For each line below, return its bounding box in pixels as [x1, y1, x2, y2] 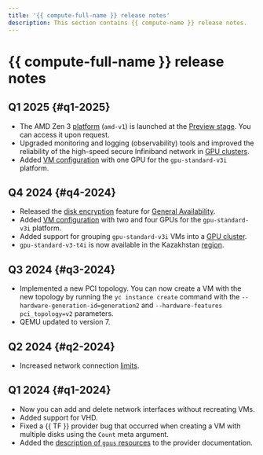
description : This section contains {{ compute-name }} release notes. [8, 19, 247, 27]
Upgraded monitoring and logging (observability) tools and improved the [19, 138, 254, 148]
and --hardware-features [141, 300, 222, 310]
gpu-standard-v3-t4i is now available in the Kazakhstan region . [19, 240, 225, 250]
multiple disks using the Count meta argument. [19, 429, 169, 438]
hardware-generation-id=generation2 [19, 302, 140, 310]
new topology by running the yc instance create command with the [19, 292, 240, 302]
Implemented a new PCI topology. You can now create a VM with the [19, 284, 242, 293]
